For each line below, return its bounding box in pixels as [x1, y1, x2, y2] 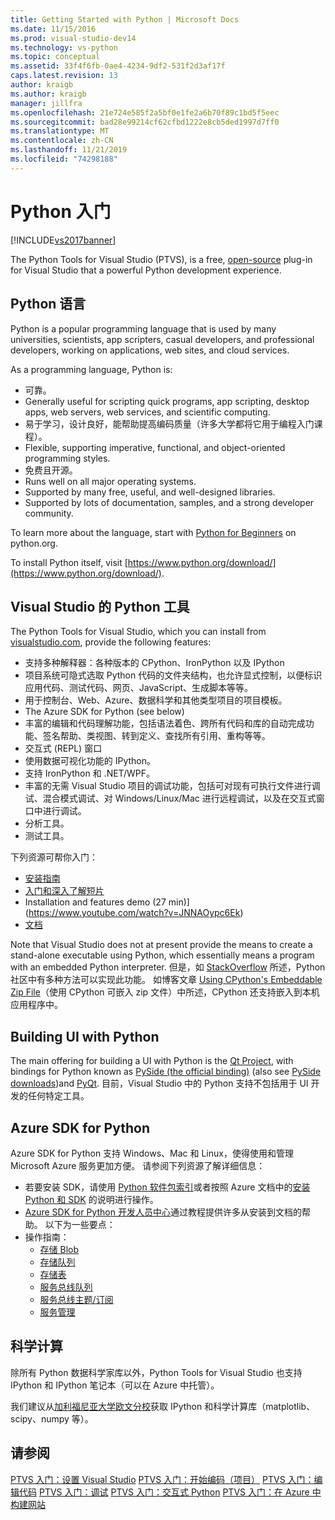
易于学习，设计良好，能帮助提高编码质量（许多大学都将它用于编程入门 [24, 417, 315, 430]
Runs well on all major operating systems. [24, 475, 197, 487]
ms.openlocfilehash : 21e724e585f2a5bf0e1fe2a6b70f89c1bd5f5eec [10, 107, 280, 118]
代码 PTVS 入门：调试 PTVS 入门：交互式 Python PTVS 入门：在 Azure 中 [18, 1486, 322, 1498]
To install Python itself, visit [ [10, 556, 128, 568]
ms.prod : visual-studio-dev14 [10, 33, 137, 43]
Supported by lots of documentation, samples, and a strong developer [24, 496, 315, 508]
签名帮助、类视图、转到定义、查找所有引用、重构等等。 [42, 730, 271, 742]
